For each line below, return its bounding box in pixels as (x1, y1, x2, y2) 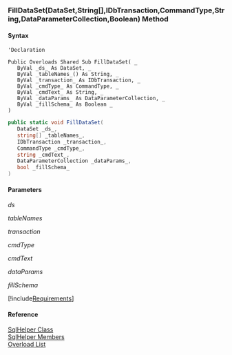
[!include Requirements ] (8, 294, 74, 303)
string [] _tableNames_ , (17, 132, 85, 139)
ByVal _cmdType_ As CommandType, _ (17, 83, 119, 90)
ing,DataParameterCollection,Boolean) (8, 14, 140, 23)
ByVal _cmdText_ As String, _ (17, 89, 104, 96)
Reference (8, 310, 39, 318)
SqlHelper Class (8, 325, 54, 334)
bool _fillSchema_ (17, 164, 70, 171)
